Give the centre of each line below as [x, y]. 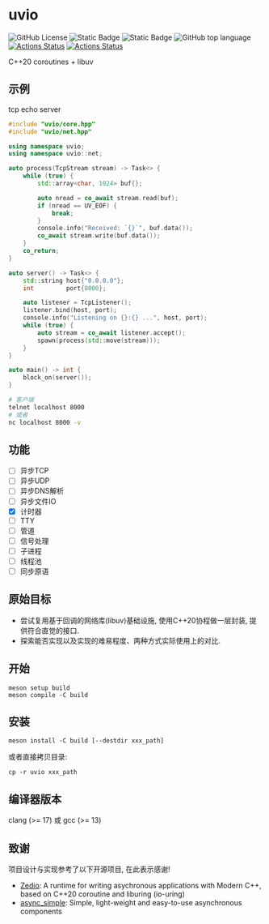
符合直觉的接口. [53, 631]
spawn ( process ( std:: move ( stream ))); [99, 340]
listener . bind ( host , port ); [70, 310]
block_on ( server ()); [57, 378]
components [41, 911]
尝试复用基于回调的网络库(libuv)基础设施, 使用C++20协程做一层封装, [134, 620]
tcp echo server [35, 109]
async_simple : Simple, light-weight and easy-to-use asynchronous [131, 903]
